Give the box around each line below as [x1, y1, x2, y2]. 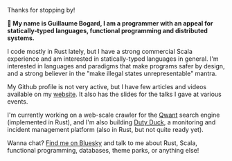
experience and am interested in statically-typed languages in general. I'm [7, 55, 220, 63]
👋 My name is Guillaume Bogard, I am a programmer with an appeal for [7, 19, 213, 27]
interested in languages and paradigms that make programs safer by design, [7, 62, 225, 70]
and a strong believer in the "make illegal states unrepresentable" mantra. [7, 69, 217, 77]
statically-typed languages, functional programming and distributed [7, 27, 208, 35]
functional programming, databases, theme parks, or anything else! [7, 146, 199, 154]
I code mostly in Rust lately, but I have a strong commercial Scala [7, 48, 193, 55]
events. [7, 97, 28, 106]
